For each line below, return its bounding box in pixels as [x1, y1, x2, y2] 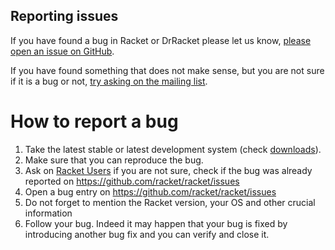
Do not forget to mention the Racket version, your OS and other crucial [24, 196, 316, 208]
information [24, 207, 73, 219]
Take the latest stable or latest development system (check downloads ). [24, 143, 322, 155]
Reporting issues [10, 8, 119, 25]
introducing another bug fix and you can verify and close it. [24, 228, 270, 240]
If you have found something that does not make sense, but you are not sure [10, 64, 325, 76]
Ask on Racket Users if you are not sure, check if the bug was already [24, 164, 313, 176]
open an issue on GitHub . [10, 45, 115, 57]
